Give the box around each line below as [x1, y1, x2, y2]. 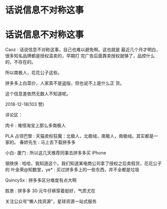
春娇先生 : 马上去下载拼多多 [19, 139, 76, 145]
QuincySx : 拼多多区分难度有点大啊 [5, 177, 77, 183]
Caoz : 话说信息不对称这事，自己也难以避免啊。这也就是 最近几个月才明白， [5, 47, 161, 53]
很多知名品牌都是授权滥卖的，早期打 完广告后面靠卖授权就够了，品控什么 [5, 53, 155, 59]
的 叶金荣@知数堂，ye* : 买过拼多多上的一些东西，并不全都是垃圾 [5, 167, 140, 173]
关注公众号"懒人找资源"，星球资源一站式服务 [5, 199, 97, 205]
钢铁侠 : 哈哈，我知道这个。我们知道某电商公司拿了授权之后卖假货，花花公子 [5, 160, 162, 167]
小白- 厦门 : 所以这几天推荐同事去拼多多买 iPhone [5, 150, 106, 156]
